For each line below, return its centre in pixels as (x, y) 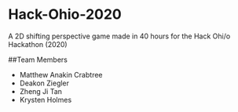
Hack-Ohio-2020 (65, 14)
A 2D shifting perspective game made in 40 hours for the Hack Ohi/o (119, 36)
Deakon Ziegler (44, 83)
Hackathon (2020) (38, 44)
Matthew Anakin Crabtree (61, 74)
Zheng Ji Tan (41, 91)
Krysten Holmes (46, 99)
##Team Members (38, 60)
